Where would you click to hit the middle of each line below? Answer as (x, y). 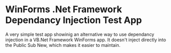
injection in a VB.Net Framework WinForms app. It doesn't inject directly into (86, 40)
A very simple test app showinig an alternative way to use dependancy (80, 34)
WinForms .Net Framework (64, 9)
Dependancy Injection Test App (74, 20)
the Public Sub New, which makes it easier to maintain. (63, 45)
